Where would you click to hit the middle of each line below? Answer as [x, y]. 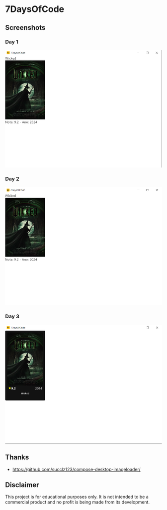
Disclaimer [22, 485]
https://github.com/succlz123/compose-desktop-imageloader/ [76, 469]
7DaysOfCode [35, 9]
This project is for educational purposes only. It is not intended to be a [77, 497]
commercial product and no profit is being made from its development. [78, 502]
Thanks [17, 457]
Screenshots [25, 28]
